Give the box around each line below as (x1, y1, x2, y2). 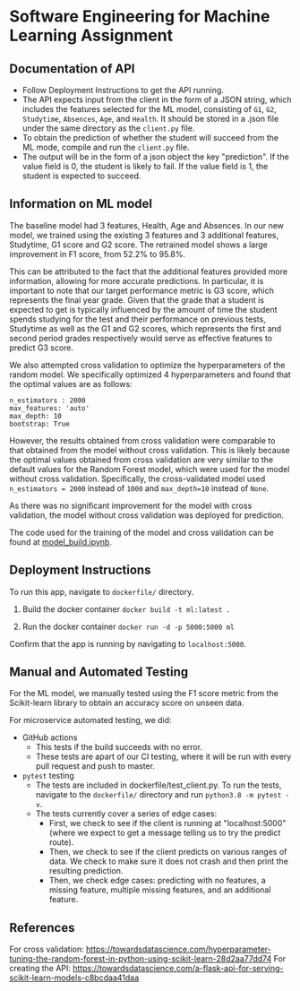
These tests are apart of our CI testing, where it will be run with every (35, 751, 292, 763)
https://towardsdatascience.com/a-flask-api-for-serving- (73, 963, 284, 974)
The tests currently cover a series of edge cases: (35, 808, 218, 819)
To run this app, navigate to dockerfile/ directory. (9, 586, 194, 597)
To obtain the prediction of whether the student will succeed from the (21, 133, 279, 142)
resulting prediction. (48, 866, 124, 876)
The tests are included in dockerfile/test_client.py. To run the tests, (35, 780, 282, 790)
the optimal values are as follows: (9, 378, 133, 389)
